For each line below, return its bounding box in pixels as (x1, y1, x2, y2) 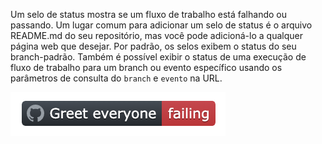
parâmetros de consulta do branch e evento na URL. (10, 72, 223, 84)
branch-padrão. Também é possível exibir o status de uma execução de (10, 51, 307, 63)
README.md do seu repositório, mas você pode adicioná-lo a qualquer (10, 30, 303, 41)
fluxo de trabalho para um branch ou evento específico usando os (10, 62, 283, 73)
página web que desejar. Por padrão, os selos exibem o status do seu (10, 40, 297, 52)
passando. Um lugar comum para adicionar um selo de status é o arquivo (10, 19, 313, 31)
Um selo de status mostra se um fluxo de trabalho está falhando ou (10, 9, 287, 20)
